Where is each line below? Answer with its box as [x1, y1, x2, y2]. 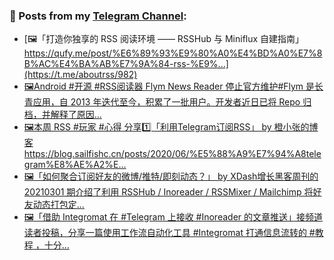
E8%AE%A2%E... [53, 159, 127, 171]
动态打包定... [32, 199, 85, 211]
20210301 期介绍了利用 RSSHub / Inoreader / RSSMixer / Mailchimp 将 [23, 186, 314, 198]
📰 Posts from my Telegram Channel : [9, 9, 187, 23]
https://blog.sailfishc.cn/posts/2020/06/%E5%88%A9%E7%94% [23, 148, 296, 160]
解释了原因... [50, 109, 102, 121]
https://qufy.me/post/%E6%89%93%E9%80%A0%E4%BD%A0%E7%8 [23, 47, 323, 59]
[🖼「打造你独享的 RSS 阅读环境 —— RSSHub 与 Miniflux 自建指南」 [23, 33, 305, 45]
